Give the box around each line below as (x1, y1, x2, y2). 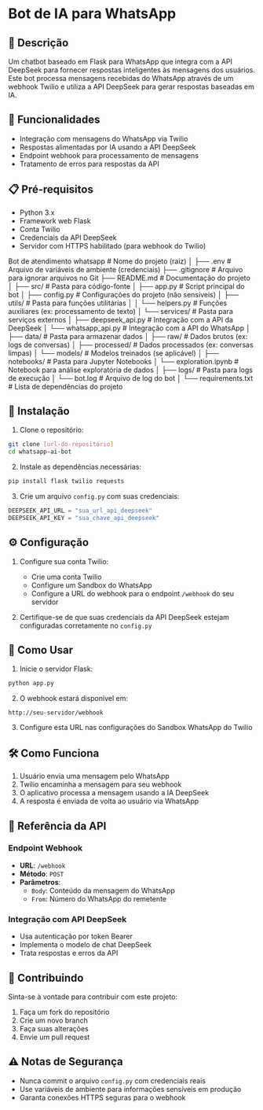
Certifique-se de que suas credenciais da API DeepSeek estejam (19, 612, 230, 621)
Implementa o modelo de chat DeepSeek (19, 940, 152, 950)
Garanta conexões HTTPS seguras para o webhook (19, 1093, 186, 1102)
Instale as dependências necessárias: (19, 462, 142, 472)
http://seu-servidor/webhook (8, 709, 104, 717)
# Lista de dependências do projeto (8, 382, 123, 391)
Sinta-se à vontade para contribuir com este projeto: (8, 992, 178, 1001)
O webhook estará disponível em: (19, 694, 128, 703)
